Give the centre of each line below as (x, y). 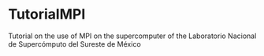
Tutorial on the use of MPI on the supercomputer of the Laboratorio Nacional (132, 36)
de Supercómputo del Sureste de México (75, 44)
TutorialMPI (47, 14)
